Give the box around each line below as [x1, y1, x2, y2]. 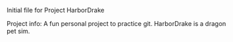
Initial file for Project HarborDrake [6, 6, 105, 14]
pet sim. [6, 27, 30, 35]
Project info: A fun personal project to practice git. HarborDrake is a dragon [6, 20, 227, 27]
